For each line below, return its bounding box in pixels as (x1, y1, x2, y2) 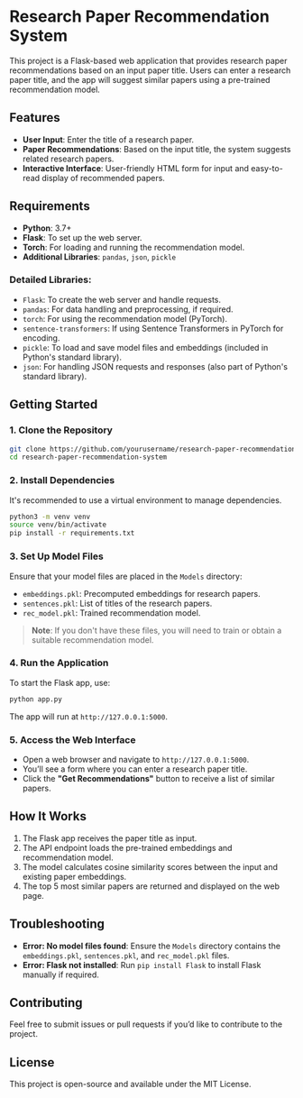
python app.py (9, 694, 63, 704)
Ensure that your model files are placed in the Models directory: (9, 571, 243, 581)
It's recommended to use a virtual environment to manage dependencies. (9, 494, 282, 506)
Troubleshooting (9, 917, 106, 932)
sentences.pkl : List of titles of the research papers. (22, 598, 213, 608)
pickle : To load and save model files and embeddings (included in (22, 342, 269, 352)
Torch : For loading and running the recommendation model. (22, 242, 245, 252)
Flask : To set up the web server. (22, 232, 142, 242)
